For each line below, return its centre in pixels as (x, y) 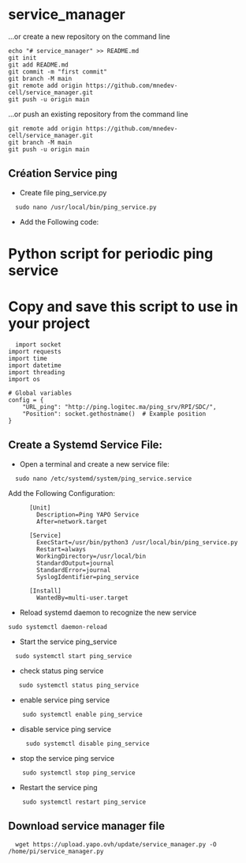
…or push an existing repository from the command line (98, 114)
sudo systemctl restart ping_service (84, 802)
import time (28, 358)
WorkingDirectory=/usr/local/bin (91, 556)
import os (24, 379)
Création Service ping (63, 174)
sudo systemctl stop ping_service (79, 773)
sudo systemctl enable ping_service (83, 714)
